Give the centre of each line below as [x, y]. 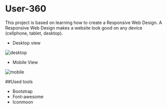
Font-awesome [28, 96]
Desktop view [26, 42]
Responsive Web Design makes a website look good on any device [74, 27]
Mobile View [25, 62]
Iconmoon [23, 102]
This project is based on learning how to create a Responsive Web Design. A [84, 22]
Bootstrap [22, 91]
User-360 [26, 9]
